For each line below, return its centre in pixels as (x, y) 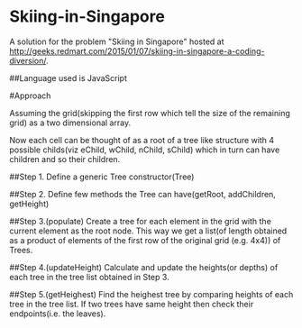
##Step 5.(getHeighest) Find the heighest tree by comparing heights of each (151, 294)
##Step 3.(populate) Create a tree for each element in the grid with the (141, 221)
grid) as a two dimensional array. (70, 123)
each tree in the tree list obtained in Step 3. (89, 277)
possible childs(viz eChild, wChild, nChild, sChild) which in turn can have (145, 150)
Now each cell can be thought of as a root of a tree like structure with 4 (142, 140)
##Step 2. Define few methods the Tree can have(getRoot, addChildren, (143, 194)
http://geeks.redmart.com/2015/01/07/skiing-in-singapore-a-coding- (137, 50)
